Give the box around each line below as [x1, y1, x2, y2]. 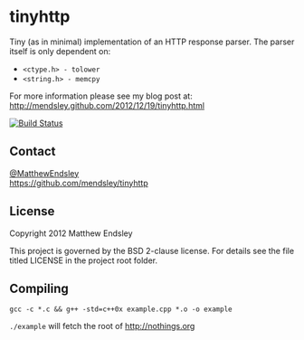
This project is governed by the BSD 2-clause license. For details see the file [9, 245, 295, 256]
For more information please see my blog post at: [9, 90, 193, 101]
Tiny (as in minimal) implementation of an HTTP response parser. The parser [9, 36, 295, 47]
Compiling [9, 280, 70, 296]
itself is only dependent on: [9, 45, 111, 56]
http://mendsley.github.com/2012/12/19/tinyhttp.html [9, 99, 205, 110]
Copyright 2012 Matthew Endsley [9, 228, 133, 239]
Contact [9, 144, 56, 159]
